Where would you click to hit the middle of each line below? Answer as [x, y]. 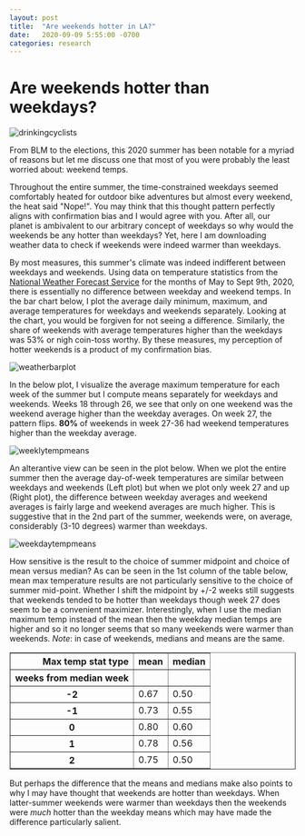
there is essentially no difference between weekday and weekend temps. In [150, 292]
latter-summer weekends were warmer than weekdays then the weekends [148, 803]
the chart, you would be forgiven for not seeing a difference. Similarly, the [147, 321]
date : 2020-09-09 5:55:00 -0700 [75, 35]
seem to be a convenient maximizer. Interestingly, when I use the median [145, 610]
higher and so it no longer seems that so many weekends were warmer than [152, 629]
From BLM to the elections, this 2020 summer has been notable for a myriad [152, 150]
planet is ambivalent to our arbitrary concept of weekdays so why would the [152, 226]
